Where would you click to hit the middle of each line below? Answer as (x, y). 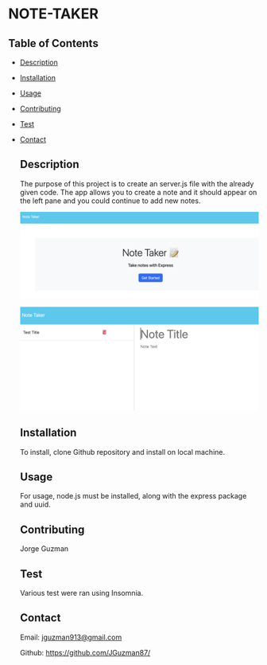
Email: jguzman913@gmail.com (71, 637)
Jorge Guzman (44, 549)
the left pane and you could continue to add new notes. (110, 201)
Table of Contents (54, 43)
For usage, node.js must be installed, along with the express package (133, 496)
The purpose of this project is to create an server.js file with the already (137, 183)
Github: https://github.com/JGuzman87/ (85, 652)
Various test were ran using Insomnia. (81, 593)
